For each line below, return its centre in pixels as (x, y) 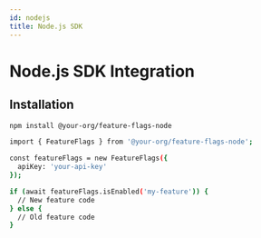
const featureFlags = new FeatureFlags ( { (89, 159)
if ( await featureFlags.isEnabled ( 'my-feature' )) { (109, 192)
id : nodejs (30, 18)
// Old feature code (56, 217)
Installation (42, 105)
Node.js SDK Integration (102, 71)
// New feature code (56, 200)
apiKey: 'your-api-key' (62, 167)
